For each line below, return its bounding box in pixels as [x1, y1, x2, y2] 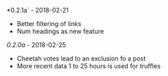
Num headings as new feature [16, 27, 105, 35]
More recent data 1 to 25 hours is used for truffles [16, 62, 161, 70]
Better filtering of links [16, 20, 82, 27]
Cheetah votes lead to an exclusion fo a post [16, 54, 146, 63]
